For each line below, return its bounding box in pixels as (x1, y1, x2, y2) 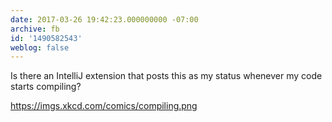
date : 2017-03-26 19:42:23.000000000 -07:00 (10, 14, 199, 25)
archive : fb (10, 24, 60, 34)
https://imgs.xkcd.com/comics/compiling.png (10, 100, 198, 112)
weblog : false (10, 42, 70, 53)
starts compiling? (10, 81, 82, 93)
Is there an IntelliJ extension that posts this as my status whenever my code (10, 70, 323, 82)
